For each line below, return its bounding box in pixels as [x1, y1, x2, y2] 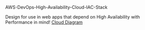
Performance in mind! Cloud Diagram [5, 19, 83, 25]
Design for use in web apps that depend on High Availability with [5, 14, 140, 19]
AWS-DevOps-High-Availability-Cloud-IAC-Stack [5, 4, 108, 10]
